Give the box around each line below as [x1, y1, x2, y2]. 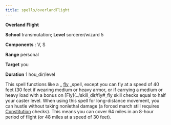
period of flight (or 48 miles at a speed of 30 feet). [5, 114, 112, 120]
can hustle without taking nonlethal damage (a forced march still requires [5, 103, 160, 109]
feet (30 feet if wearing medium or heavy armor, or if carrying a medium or [5, 87, 163, 93]
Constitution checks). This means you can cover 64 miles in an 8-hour [5, 108, 154, 114]
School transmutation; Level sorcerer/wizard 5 [5, 31, 104, 37]
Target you [5, 61, 29, 67]
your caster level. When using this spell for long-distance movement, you [5, 97, 160, 103]
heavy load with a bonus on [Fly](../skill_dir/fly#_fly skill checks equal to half [5, 92, 166, 98]
